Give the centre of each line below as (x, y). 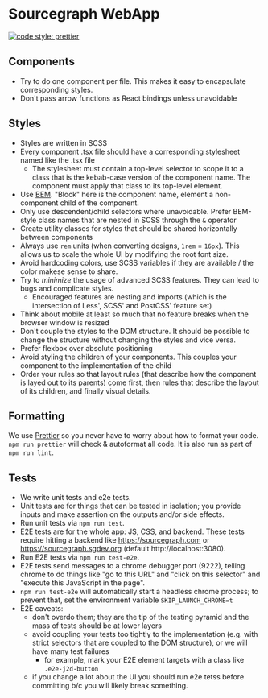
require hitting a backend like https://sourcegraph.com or (115, 540)
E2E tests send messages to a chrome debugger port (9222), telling (132, 566)
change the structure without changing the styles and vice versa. (128, 340)
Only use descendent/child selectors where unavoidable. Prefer (126, 211)
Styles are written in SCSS (63, 142)
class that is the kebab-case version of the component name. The (141, 177)
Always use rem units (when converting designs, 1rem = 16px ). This (130, 246)
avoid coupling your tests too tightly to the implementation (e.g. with (145, 634)
